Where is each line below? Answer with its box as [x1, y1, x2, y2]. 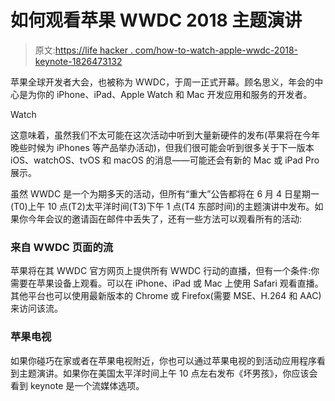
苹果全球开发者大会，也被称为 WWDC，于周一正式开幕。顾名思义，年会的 [10, 76, 315, 88]
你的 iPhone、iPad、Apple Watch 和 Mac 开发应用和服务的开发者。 [36, 88, 313, 100]
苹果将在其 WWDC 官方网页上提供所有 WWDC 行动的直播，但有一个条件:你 [10, 265, 320, 277]
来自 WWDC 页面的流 [10, 240, 114, 254]
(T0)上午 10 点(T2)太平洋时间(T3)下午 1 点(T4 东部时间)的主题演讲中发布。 [10, 200, 315, 212]
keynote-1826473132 [34, 55, 123, 67]
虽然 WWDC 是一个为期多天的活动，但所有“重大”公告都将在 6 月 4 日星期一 [10, 187, 320, 200]
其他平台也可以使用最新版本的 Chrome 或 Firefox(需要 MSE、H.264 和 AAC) [10, 290, 322, 302]
